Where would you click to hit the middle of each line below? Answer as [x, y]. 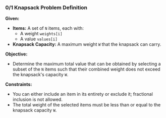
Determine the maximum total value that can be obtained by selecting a [87, 64]
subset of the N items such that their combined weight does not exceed [86, 69]
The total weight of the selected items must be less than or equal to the [87, 105]
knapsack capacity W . [35, 110]
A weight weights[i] [41, 34]
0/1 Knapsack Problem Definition [46, 8]
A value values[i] [39, 39]
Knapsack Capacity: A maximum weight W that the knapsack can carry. [87, 44]
